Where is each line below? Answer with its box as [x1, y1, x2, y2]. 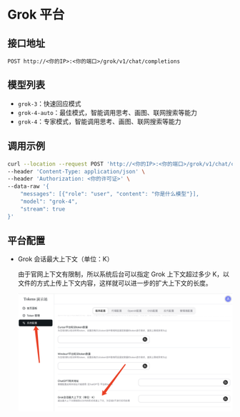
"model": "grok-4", [20, 198, 79, 205]
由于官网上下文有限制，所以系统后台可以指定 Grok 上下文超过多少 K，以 [17, 270, 230, 278]
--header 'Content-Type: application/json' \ [7, 168, 145, 175]
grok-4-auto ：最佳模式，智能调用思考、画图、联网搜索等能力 [17, 108, 198, 116]
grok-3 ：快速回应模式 [17, 99, 81, 108]
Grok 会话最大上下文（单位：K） [17, 255, 114, 263]
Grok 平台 [7, 6, 65, 23]
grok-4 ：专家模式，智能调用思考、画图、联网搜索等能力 [17, 117, 181, 126]
